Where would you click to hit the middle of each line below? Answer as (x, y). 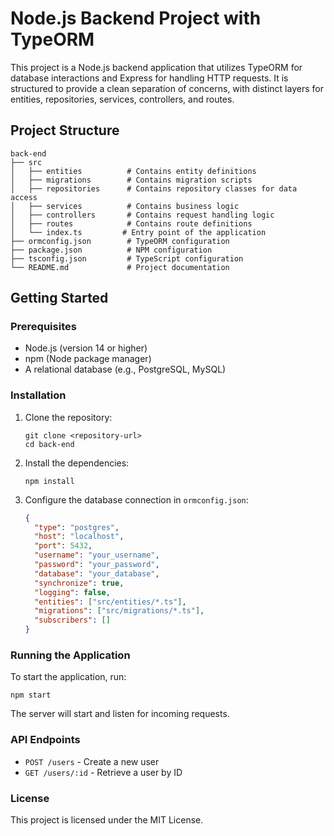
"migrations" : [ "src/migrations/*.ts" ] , (119, 611)
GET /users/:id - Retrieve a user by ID (103, 772)
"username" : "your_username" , (97, 555)
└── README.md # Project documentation (120, 267)
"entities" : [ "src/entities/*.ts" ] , (110, 602)
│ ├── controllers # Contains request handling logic (142, 215)
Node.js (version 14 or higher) (86, 348)
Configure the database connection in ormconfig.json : (136, 499)
